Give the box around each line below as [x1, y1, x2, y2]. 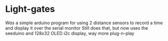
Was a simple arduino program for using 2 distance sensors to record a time [5, 20, 163, 26]
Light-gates [5, 3, 55, 15]
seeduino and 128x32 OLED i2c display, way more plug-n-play [5, 30, 135, 36]
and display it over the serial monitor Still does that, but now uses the [5, 25, 148, 31]
